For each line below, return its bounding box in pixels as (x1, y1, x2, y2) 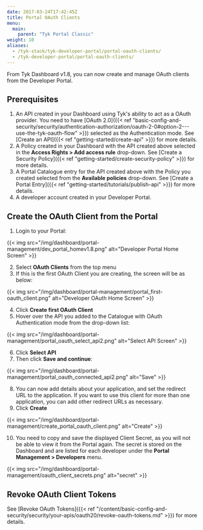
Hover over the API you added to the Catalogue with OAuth (15, 312, 163, 320)
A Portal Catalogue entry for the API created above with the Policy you (15, 168, 191, 175)
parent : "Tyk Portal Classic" (18, 31, 94, 37)
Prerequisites (7, 94, 59, 105)
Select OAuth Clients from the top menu (15, 263, 117, 271)
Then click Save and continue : (15, 355, 93, 363)
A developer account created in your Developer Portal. (15, 194, 152, 201)
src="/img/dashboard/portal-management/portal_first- (27, 288, 163, 296)
